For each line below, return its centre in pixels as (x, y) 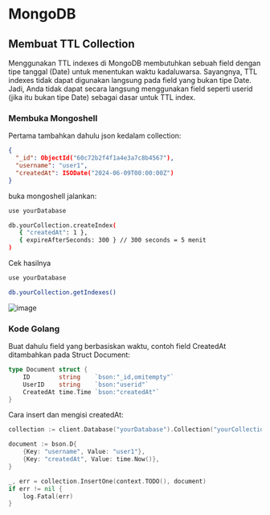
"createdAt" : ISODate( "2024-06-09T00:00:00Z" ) (95, 173)
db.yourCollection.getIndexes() (62, 292)
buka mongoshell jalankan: (53, 196)
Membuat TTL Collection (72, 44)
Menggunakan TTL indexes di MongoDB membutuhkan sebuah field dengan (135, 63)
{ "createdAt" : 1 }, (53, 233)
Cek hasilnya (30, 264)
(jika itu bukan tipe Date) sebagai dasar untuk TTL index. (102, 97)
